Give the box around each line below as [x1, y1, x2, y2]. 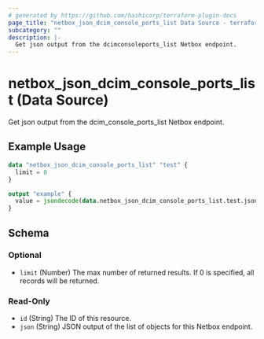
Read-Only [8, 296, 51, 307]
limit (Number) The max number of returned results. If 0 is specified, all [19, 267, 255, 277]
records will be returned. [19, 276, 100, 286]
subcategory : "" [8, 26, 61, 34]
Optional [8, 249, 42, 260]
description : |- [8, 33, 61, 42]
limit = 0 [15, 168, 47, 176]
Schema [8, 226, 49, 240]
